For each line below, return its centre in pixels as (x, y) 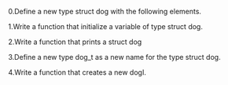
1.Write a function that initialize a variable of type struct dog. (105, 26)
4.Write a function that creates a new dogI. (77, 72)
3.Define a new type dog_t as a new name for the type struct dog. (115, 57)
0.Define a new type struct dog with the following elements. (105, 11)
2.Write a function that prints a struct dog (75, 42)
